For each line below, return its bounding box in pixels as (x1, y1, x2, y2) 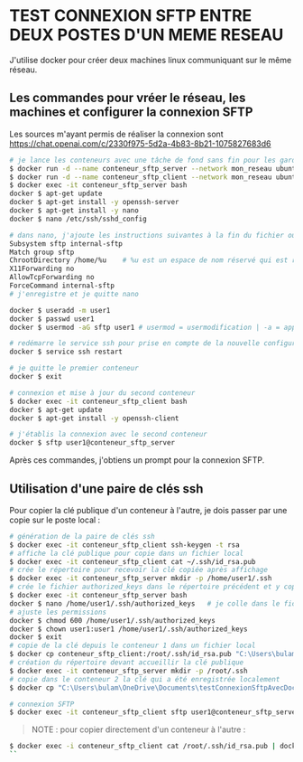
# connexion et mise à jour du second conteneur (9, 388, 196, 398)
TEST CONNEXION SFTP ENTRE (9, 5, 252, 26)
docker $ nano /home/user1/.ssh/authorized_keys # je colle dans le (9, 598, 280, 608)
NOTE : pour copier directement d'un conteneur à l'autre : (31, 724, 246, 735)
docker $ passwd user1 (9, 314, 95, 324)
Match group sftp (9, 248, 75, 257)
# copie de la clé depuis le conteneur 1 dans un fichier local (9, 641, 256, 651)
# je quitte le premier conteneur (9, 363, 140, 373)
